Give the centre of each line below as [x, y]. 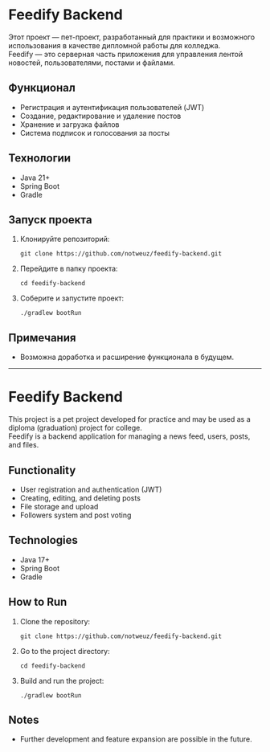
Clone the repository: [55, 621]
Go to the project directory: [65, 651]
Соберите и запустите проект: [72, 298]
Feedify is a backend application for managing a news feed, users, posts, [129, 436]
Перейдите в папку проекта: [69, 269]
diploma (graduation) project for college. [76, 428]
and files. [24, 445]
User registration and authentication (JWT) [91, 489]
